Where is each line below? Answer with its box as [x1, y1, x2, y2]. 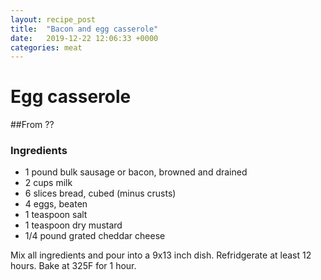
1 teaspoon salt [24, 209, 88, 221]
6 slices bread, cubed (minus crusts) [24, 187, 177, 200]
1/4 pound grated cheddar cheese [24, 230, 166, 242]
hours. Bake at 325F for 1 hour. [10, 260, 137, 272]
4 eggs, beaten [24, 198, 88, 210]
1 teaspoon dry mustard [24, 219, 123, 231]
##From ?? [10, 119, 55, 131]
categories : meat [10, 42, 83, 53]
